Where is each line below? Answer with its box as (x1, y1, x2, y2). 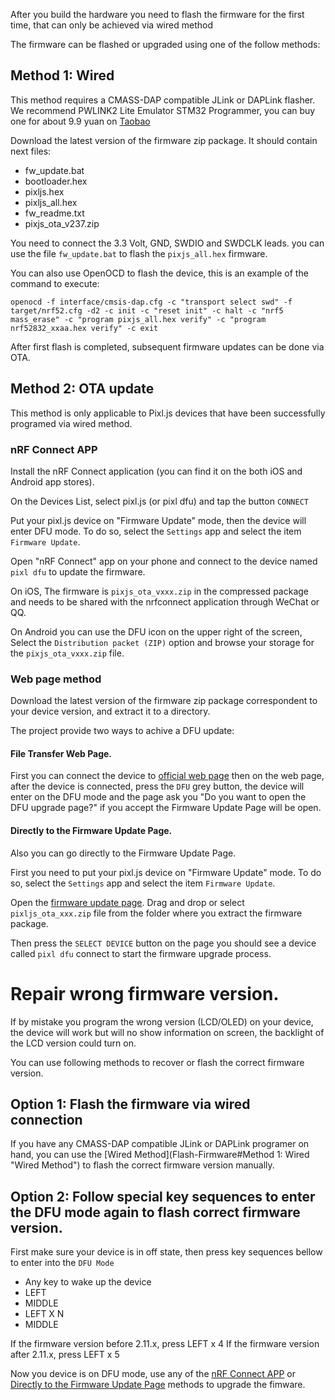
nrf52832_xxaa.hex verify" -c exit (10, 323, 159, 333)
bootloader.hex (24, 175, 88, 187)
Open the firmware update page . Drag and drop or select (10, 896, 245, 908)
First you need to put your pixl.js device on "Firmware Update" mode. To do (10, 866, 322, 878)
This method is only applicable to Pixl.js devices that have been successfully (10, 407, 326, 419)
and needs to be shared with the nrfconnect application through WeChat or (10, 595, 320, 608)
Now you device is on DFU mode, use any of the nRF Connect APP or (10, 1368, 296, 1380)
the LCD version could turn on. (10, 1037, 137, 1049)
